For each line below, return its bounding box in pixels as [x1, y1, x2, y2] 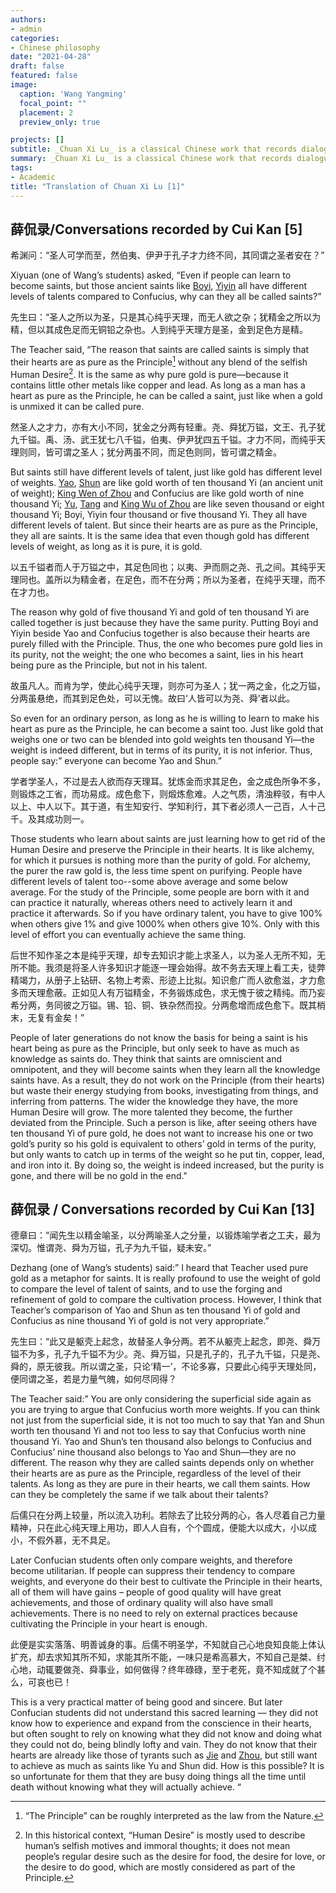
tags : [10, 163, 33, 173]
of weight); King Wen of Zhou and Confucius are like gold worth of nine [10, 487, 305, 499]
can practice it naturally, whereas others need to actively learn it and [10, 896, 293, 908]
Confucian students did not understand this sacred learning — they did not [10, 1707, 318, 1719]
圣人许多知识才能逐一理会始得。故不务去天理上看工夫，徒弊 [79, 961, 326, 973]
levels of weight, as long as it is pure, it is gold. [10, 540, 203, 552]
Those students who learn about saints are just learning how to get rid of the [10, 832, 326, 845]
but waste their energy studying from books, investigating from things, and [10, 1084, 319, 1096]
